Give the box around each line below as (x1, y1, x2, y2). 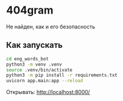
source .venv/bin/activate (6, 67, 73, 73)
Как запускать (6, 40, 63, 50)
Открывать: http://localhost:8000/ (6, 89, 90, 96)
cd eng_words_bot (6, 56, 49, 62)
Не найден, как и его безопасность (6, 23, 96, 30)
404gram (6, 4, 54, 17)
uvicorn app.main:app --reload (6, 78, 83, 84)
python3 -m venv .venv (6, 61, 62, 67)
